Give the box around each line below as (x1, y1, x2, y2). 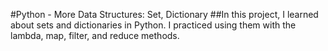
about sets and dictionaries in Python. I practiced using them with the (10, 19, 297, 31)
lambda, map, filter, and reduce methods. (10, 30, 180, 41)
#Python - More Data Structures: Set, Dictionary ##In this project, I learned (10, 9, 319, 20)
